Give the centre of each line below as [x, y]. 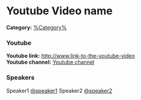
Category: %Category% [37, 27]
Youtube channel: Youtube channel [50, 62]
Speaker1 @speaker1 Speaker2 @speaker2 [59, 90]
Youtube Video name [59, 11]
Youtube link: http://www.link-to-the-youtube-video [70, 56]
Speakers [20, 77]
